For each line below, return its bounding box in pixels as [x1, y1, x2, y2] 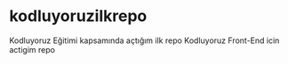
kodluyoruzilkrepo [9, 6, 148, 26]
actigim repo [9, 44, 56, 54]
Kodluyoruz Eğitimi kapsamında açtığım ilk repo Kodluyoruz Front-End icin [9, 35, 280, 46]
